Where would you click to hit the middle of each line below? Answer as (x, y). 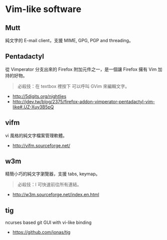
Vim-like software (43, 9)
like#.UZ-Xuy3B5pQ (33, 107)
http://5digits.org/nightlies (39, 96)
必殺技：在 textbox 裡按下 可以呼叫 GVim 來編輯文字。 (73, 86)
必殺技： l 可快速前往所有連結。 (49, 185)
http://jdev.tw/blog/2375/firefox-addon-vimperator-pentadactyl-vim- (84, 101)
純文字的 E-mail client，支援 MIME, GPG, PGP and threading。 (69, 40)
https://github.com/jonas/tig (41, 232)
